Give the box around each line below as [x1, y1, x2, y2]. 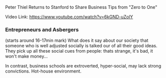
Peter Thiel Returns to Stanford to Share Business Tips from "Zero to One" [5, 4, 158, 10]
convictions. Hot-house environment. [5, 68, 82, 74]
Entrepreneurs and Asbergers [5, 26, 79, 33]
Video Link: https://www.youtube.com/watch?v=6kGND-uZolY [5, 14, 133, 19]
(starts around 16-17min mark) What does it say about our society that [5, 37, 149, 44]
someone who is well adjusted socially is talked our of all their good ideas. [5, 43, 158, 49]
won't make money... [5, 53, 48, 59]
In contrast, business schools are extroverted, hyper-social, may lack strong [5, 63, 162, 69]
